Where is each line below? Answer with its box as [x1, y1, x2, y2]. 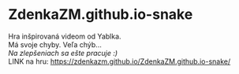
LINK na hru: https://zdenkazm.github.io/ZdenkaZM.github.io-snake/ [8, 57, 231, 66]
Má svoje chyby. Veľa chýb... [8, 39, 103, 49]
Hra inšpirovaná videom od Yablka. [8, 31, 121, 41]
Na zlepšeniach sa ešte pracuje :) [8, 48, 118, 57]
